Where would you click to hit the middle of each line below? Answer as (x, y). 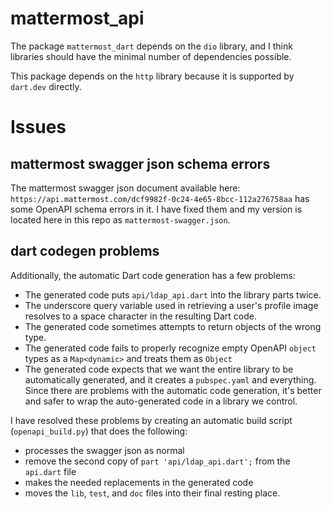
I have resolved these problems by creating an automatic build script (151, 420)
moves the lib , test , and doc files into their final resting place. (152, 493)
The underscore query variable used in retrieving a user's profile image (171, 305)
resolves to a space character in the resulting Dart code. (140, 316)
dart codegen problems (85, 251)
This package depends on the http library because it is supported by (152, 76)
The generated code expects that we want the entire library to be (159, 369)
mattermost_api (77, 18)
